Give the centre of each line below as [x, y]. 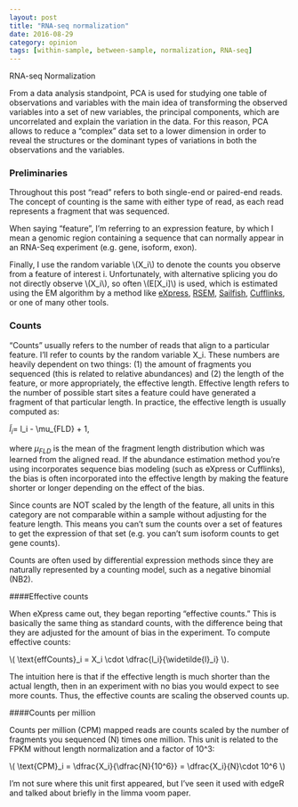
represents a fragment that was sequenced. [89, 211]
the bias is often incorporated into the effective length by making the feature [149, 478]
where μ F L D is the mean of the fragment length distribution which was [137, 449]
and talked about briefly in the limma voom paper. [100, 793]
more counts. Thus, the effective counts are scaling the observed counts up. [149, 696]
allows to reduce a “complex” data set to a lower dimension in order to [138, 131]
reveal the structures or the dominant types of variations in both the [133, 141]
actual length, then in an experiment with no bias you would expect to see [144, 686]
